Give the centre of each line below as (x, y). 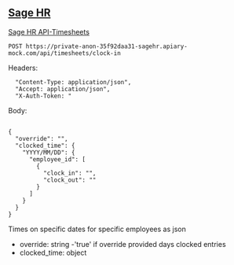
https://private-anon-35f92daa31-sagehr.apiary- (107, 46)
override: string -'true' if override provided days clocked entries (122, 244)
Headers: (23, 68)
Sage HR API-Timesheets (49, 31)
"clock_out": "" (69, 180)
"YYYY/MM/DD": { (49, 153)
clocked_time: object (53, 252)
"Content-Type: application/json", (73, 82)
